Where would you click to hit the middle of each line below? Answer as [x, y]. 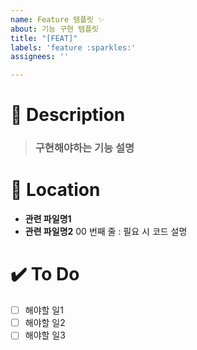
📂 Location [55, 190]
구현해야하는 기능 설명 [84, 148]
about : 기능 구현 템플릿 [55, 29]
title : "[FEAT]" [44, 38]
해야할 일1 [44, 310]
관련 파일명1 [48, 219]
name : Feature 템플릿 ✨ [57, 19]
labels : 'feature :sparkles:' [73, 47]
